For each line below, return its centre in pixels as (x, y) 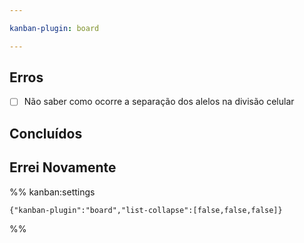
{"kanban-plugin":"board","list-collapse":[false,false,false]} (146, 210)
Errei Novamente (63, 167)
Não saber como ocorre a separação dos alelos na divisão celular (159, 102)
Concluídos (46, 133)
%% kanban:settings (52, 192)
